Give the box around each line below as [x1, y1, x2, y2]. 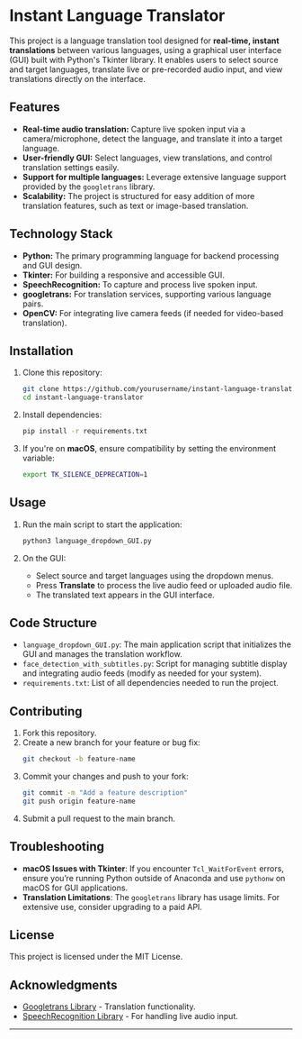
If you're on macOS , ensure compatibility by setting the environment [22, 443, 277, 453]
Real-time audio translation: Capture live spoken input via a [22, 123, 245, 134]
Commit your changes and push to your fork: [22, 771, 189, 782]
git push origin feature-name [22, 797, 137, 806]
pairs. [22, 298, 44, 309]
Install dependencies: [22, 409, 102, 420]
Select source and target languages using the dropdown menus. [35, 570, 274, 581]
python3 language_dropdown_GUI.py [22, 536, 152, 545]
